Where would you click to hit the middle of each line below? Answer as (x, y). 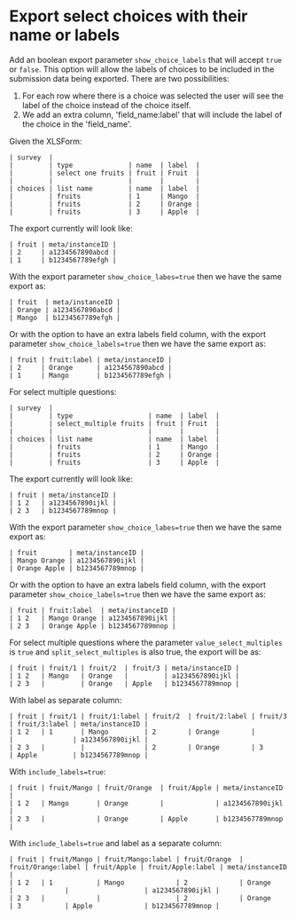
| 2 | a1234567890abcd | (63, 252)
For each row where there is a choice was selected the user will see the (153, 96)
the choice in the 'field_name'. (77, 124)
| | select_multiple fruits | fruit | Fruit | (114, 423)
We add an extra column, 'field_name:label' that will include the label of (152, 114)
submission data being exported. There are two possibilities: (119, 78)
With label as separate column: (66, 700)
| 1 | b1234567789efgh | (63, 260)
